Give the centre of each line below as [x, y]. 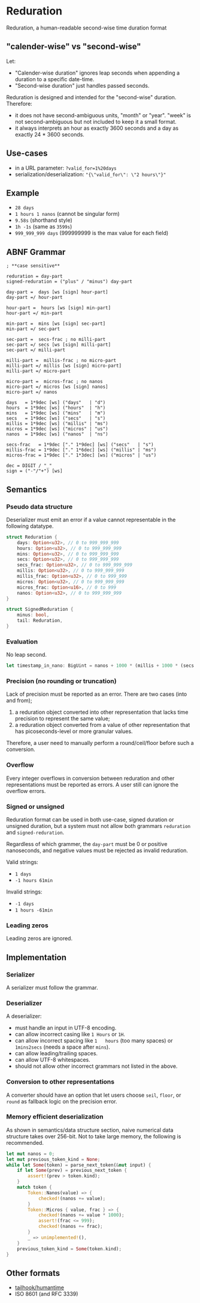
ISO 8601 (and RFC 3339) [46, 1294]
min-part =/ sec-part [33, 329]
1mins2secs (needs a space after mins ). [62, 1047]
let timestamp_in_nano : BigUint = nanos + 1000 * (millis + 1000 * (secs [100, 666]
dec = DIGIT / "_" [29, 466]
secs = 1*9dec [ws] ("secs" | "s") [56, 418]
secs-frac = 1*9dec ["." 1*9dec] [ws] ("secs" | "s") [80, 445]
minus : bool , [33, 615]
